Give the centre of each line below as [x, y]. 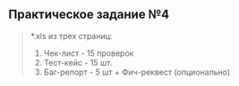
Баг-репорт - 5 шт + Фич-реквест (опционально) [137, 72]
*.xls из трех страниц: [71, 35]
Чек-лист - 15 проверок [89, 53]
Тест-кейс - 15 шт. [78, 62]
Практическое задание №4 [89, 15]
